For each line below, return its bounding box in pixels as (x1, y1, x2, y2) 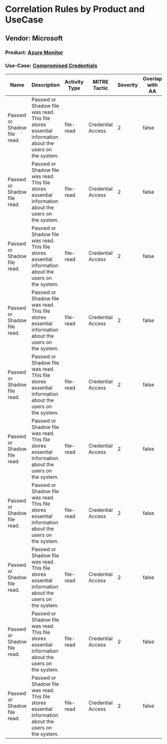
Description (31, 81, 60, 88)
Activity (64, 78, 84, 85)
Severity (117, 81, 138, 88)
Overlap (142, 75, 163, 82)
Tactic (93, 84, 108, 91)
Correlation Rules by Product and (5, 3, 145, 15)
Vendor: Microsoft (5, 34, 63, 42)
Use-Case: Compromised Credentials (5, 62, 98, 69)
